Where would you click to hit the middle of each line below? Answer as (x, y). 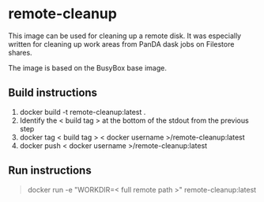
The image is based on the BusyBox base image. (88, 67)
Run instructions (50, 171)
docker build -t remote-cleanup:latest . (83, 112)
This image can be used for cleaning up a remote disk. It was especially (125, 36)
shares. (21, 52)
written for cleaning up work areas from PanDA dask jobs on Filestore (121, 44)
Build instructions (53, 93)
